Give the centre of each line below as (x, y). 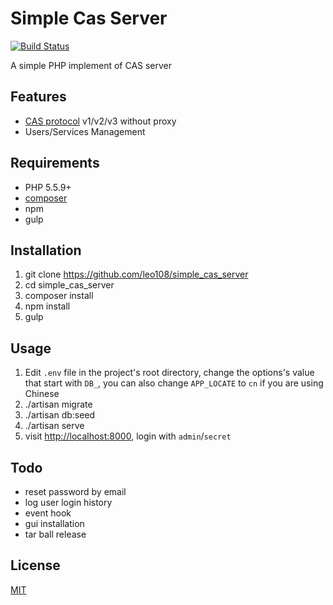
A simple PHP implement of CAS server (91, 65)
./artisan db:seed (60, 415)
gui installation (54, 523)
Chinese (42, 394)
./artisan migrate (58, 404)
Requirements (55, 163)
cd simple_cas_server (69, 285)
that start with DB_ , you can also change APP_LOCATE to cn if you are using (174, 383)
